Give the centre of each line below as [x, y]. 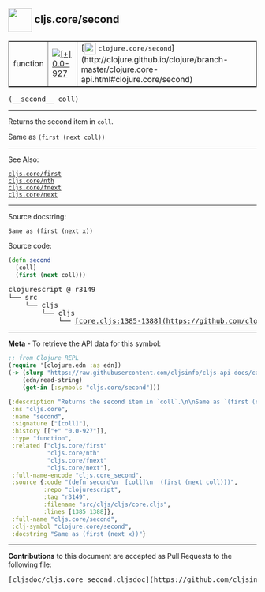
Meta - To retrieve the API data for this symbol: [85, 343]
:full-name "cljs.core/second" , [65, 519]
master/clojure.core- [120, 69]
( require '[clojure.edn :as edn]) [65, 365]
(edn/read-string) [52, 380]
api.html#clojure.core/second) [137, 79]
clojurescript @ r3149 [52, 290]
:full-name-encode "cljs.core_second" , [77, 475]
